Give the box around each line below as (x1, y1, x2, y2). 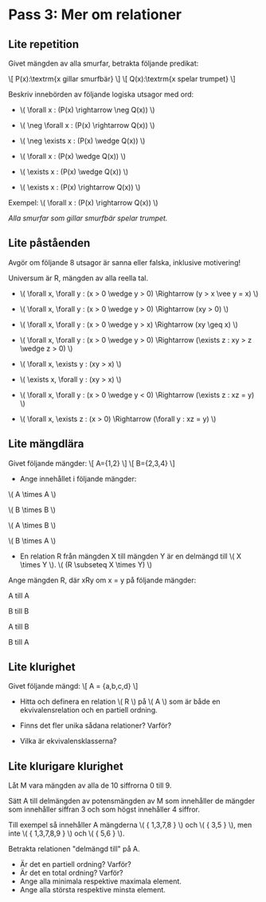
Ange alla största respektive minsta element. (19, 885, 166, 895)
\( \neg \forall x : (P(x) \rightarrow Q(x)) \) (19, 121, 155, 129)
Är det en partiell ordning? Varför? (19, 860, 131, 869)
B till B (8, 606, 29, 616)
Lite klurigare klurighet (8, 759, 123, 773)
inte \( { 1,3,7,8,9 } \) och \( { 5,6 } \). (8, 828, 125, 838)
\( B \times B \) (8, 505, 56, 515)
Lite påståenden (8, 236, 91, 250)
